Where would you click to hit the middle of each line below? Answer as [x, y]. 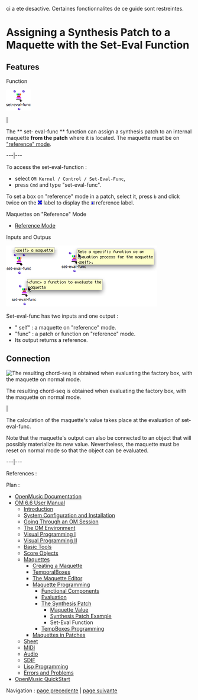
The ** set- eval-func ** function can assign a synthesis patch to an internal [99, 132]
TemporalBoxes [51, 572]
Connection [28, 359]
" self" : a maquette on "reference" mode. [65, 327]
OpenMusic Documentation [48, 496]
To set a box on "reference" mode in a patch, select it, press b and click [93, 196]
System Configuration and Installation [69, 515]
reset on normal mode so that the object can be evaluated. [77, 450]
